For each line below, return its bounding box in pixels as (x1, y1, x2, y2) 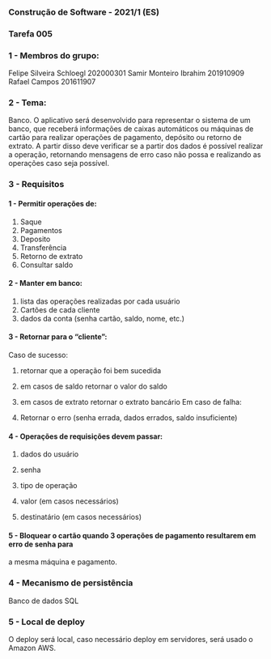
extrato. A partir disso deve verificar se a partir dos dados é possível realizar (8, 141, 264, 151)
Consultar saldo (19, 260, 74, 270)
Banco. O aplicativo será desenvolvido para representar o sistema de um (8, 116, 251, 125)
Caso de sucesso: (8, 350, 69, 359)
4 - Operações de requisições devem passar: (8, 432, 163, 441)
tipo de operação (19, 481, 78, 491)
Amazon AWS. (8, 643, 57, 653)
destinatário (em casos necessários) (19, 512, 142, 522)
